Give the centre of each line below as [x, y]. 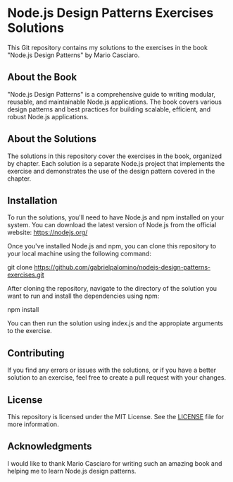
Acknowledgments [50, 446]
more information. [33, 424]
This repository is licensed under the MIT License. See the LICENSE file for [116, 417]
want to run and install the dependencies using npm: [83, 296]
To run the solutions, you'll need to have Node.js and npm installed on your [116, 217]
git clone [20, 267]
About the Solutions [52, 139]
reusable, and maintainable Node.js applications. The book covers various [114, 102]
